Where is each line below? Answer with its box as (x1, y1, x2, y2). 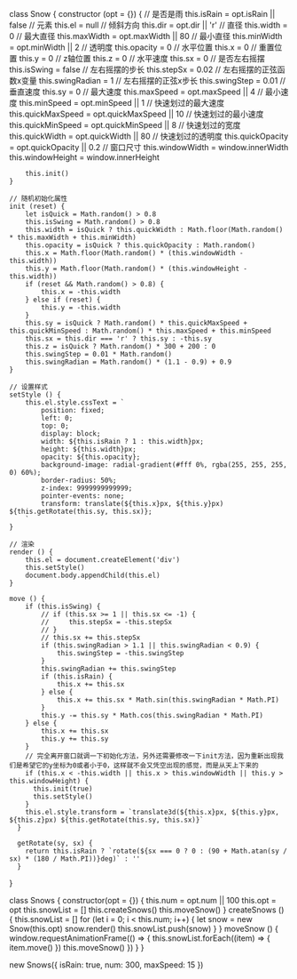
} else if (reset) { (25, 295, 101, 304)
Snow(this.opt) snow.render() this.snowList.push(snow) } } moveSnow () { (9, 924, 279, 934)
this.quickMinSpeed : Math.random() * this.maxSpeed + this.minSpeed (9, 326, 272, 335)
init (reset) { (9, 202, 66, 211)
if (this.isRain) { (41, 672, 113, 681)
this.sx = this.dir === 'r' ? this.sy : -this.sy (25, 334, 213, 343)
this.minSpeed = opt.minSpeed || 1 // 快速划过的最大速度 (19, 98, 224, 108)
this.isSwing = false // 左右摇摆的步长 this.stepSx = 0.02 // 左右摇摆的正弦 (9, 64, 277, 75)
